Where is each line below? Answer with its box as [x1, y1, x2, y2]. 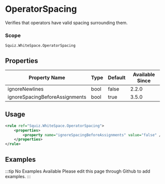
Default [108, 74, 126, 81]
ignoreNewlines [7, 86, 44, 92]
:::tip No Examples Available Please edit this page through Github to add [5, 168, 151, 174]
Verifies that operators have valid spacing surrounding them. [5, 20, 128, 26]
